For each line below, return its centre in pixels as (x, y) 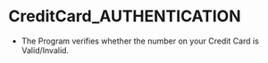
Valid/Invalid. (45, 50)
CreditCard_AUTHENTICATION (125, 16)
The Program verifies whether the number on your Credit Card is (140, 41)
